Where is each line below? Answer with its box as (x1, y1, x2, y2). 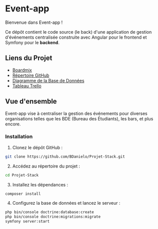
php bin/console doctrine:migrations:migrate (5, 214, 101, 220)
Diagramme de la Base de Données (12, 77, 85, 83)
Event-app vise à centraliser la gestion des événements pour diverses (5, 110, 148, 116)
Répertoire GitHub (12, 72, 50, 78)
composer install (5, 191, 41, 196)
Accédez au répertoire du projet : (12, 163, 80, 169)
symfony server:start (5, 219, 50, 224)
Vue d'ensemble (5, 97, 57, 106)
